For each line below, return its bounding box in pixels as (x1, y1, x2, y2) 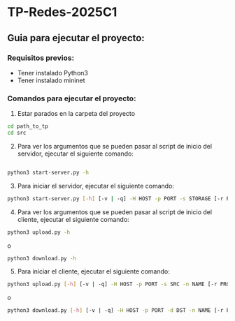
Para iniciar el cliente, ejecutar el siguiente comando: (17, 267, 170, 276)
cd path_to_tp (7, 123, 49, 130)
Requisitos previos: (7, 53, 75, 63)
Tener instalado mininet (17, 76, 85, 84)
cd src (7, 130, 27, 137)
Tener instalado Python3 (17, 68, 89, 77)
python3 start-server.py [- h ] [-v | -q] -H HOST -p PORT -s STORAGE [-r (7, 195, 224, 202)
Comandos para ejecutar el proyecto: (7, 94, 136, 103)
